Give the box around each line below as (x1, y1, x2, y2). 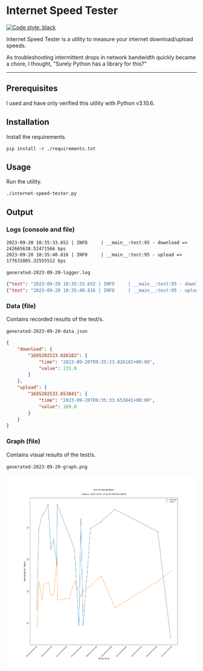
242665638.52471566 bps (6, 246, 66, 252)
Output (6, 207, 33, 217)
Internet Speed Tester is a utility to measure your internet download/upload (6, 35, 193, 42)
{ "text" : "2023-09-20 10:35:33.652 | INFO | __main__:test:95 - (6, 281, 182, 287)
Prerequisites (6, 83, 58, 94)
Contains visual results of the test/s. (6, 451, 96, 458)
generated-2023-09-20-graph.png (6, 464, 88, 470)
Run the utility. (6, 178, 42, 185)
